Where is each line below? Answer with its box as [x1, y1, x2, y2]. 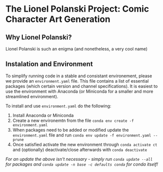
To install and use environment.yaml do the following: [5, 103, 111, 109]
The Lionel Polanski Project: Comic [5, 3, 149, 15]
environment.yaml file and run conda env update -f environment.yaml [12, 132, 151, 138]
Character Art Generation [5, 14, 111, 25]
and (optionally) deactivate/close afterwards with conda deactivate [12, 147, 147, 153]
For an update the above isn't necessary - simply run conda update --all [5, 156, 153, 162]
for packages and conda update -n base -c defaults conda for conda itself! [5, 161, 159, 167]
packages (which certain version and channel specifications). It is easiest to [5, 83, 158, 89]
